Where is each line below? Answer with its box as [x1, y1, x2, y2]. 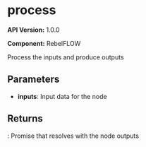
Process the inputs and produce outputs [7, 52, 125, 61]
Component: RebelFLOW [7, 39, 81, 47]
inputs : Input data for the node [17, 92, 107, 100]
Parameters [7, 73, 60, 86]
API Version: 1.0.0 [7, 25, 60, 34]
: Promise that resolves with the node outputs [7, 131, 140, 140]
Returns [7, 112, 44, 125]
